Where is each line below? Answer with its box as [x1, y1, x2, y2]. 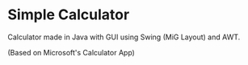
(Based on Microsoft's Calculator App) [7, 47, 135, 57]
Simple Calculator [7, 6, 130, 24]
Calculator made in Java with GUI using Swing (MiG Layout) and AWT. [7, 32, 241, 42]
